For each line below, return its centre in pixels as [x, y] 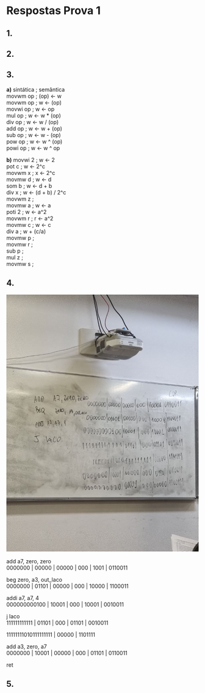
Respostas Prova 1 [53, 11]
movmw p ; [20, 238]
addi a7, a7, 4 [23, 598]
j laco [13, 616]
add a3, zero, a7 [27, 647]
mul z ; [15, 257]
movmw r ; [20, 244]
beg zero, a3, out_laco [34, 579]
